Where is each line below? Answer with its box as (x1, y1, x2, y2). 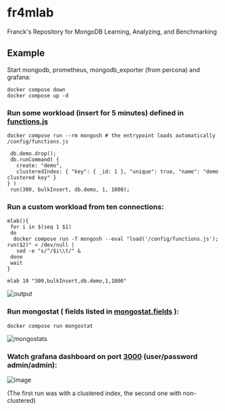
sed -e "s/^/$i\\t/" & (16, 248, 81, 255)
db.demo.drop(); (10, 150, 57, 157)
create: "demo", (16, 163, 63, 169)
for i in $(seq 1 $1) (10, 224, 72, 231)
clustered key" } (7, 174, 57, 181)
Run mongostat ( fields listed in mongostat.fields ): (7, 307, 179, 316)
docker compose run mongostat (7, 322, 94, 329)
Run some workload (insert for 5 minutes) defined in (7, 108, 184, 117)
